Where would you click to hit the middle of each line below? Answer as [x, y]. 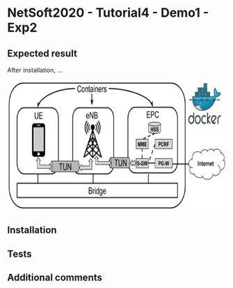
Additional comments [55, 278]
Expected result [42, 53]
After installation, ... [35, 70]
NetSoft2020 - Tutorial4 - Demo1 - [108, 13]
